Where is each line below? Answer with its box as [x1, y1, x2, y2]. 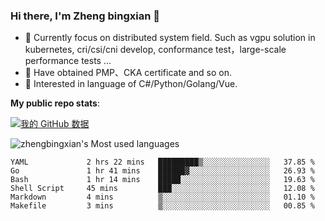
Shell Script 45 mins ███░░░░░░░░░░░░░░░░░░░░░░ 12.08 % [10, 184, 315, 194]
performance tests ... [24, 55, 112, 67]
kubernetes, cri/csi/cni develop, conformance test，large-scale [24, 44, 287, 56]
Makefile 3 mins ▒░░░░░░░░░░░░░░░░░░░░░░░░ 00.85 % [10, 201, 315, 211]
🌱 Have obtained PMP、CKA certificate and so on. [24, 67, 233, 79]
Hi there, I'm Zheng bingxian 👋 [10, 9, 160, 23]
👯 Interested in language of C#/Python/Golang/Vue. [24, 78, 238, 90]
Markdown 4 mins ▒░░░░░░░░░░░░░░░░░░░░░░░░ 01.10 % [10, 192, 315, 203]
